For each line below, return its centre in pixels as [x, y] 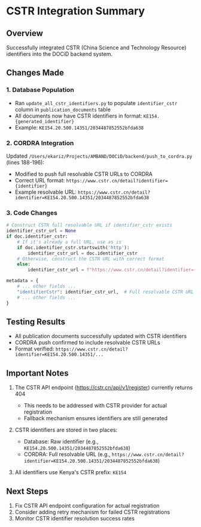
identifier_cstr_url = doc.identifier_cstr [83, 253]
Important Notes [37, 373]
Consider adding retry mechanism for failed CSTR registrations [92, 512]
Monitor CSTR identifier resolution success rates [74, 518]
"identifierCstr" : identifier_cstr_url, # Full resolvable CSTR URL [106, 292]
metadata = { [22, 281]
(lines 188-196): [25, 162]
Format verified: [34, 349]
